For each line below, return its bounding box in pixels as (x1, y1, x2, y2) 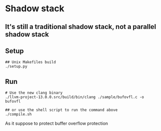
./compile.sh (5, 112, 32, 117)
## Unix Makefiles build (5, 60, 56, 65)
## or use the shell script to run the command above (5, 107, 118, 113)
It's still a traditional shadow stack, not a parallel (5, 23, 157, 31)
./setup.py (5, 64, 28, 69)
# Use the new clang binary (5, 90, 63, 96)
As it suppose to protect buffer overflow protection (5, 121, 108, 127)
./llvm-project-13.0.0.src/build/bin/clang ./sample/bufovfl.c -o (5, 95, 144, 100)
